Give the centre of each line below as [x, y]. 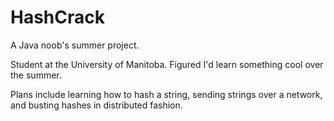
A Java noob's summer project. [75, 45]
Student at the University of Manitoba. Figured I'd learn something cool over [167, 64]
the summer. [36, 75]
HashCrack [57, 17]
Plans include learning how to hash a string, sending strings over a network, [166, 94]
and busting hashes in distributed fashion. [96, 105]
